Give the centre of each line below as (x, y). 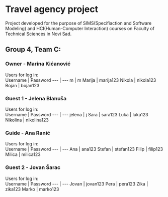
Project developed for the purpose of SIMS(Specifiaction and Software (78, 23)
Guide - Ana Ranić (28, 133)
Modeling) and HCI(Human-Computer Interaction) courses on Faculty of (80, 28)
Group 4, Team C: (33, 49)
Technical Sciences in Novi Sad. (38, 34)
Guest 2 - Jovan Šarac (33, 167)
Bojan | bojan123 (22, 85)
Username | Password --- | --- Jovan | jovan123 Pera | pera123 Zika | (77, 183)
